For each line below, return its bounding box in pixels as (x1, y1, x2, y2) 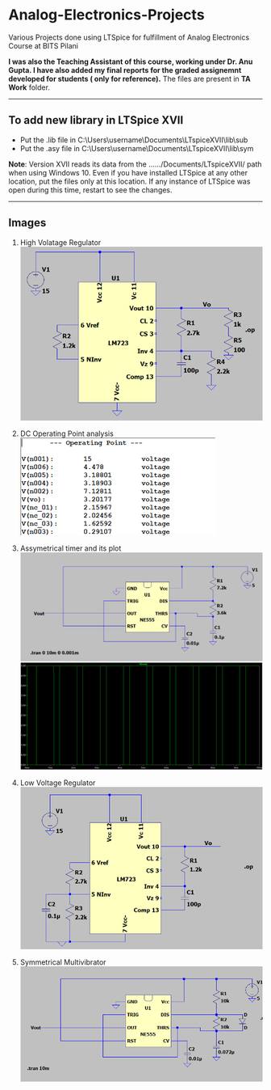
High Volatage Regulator (19, 237, 102, 247)
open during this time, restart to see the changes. (8, 184, 173, 195)
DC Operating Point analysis (19, 429, 115, 438)
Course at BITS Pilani (8, 40, 79, 50)
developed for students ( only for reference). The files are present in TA (8, 74, 252, 83)
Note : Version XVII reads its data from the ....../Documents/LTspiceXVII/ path (8, 159, 262, 169)
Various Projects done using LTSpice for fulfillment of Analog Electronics (8, 32, 250, 42)
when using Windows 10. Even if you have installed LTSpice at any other (8, 167, 248, 177)
